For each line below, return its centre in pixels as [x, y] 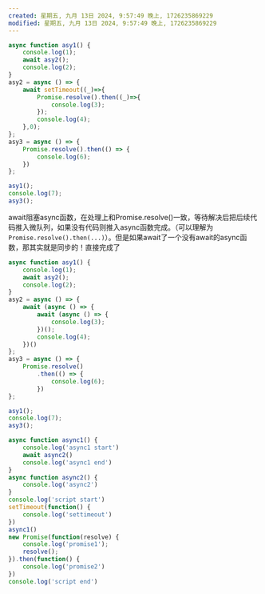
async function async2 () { [53, 477]
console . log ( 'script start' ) [57, 500]
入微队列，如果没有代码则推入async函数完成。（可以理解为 [118, 227]
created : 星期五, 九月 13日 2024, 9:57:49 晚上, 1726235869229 [111, 16]
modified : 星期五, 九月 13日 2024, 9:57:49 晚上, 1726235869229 [113, 23]
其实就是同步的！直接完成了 [75, 247]
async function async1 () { [53, 440]
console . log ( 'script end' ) [53, 581]
